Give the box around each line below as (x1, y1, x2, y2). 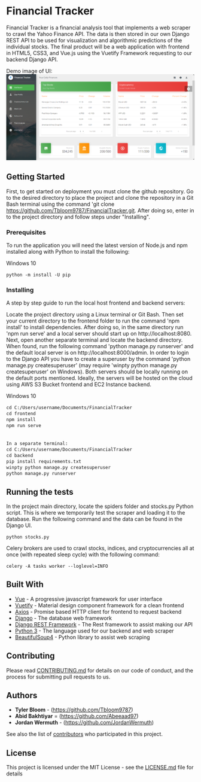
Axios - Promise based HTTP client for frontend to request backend (14, 608, 182, 615)
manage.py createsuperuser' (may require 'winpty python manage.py (6, 362, 178, 369)
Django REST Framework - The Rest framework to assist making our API (14, 620, 193, 628)
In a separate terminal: (6, 441, 68, 447)
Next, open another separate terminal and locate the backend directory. (6, 336, 183, 343)
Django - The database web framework (14, 614, 112, 622)
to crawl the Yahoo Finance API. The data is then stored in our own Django (6, 30, 190, 37)
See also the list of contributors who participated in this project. (6, 731, 163, 738)
